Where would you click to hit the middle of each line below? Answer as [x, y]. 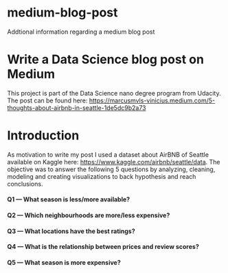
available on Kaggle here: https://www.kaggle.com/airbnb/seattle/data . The [114, 162]
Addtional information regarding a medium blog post [81, 32]
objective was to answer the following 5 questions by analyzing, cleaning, [111, 169]
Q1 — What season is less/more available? [69, 199]
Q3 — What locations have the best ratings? [71, 231]
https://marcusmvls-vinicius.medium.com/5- [152, 100]
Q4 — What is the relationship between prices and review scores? [103, 247]
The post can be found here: [47, 100]
